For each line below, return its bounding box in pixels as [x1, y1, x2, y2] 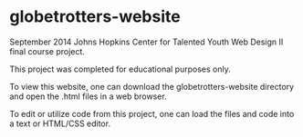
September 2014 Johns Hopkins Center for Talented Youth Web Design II [9, 36, 284, 47]
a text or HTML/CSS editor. [9, 118, 111, 129]
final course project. [9, 45, 85, 56]
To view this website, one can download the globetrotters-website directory [9, 81, 295, 92]
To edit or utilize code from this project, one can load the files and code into [9, 108, 295, 119]
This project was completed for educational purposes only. [9, 64, 231, 74]
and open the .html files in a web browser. [9, 91, 167, 102]
